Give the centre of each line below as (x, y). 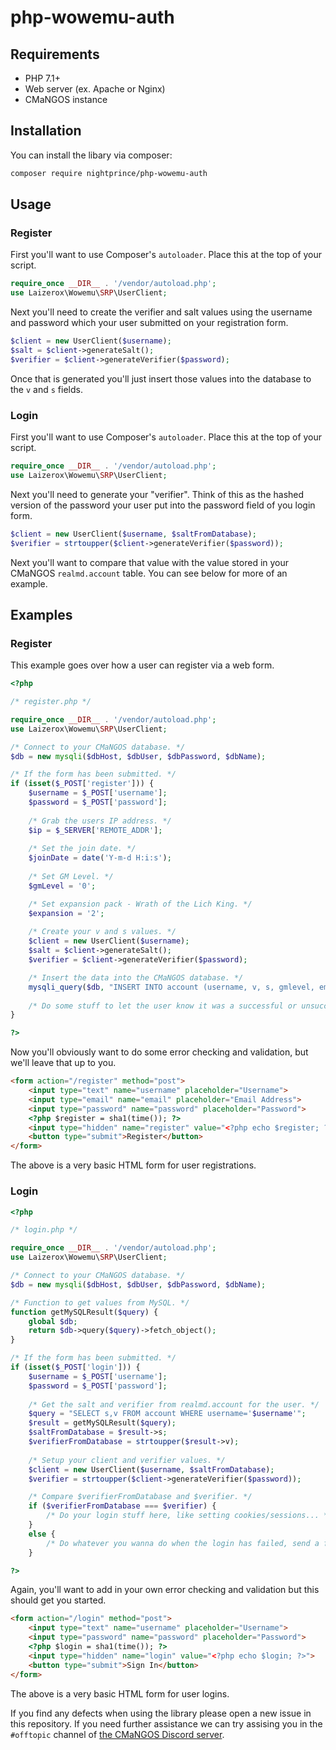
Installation (46, 131)
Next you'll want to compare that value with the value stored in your (150, 562)
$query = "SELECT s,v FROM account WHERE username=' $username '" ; (167, 1414)
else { (42, 1534)
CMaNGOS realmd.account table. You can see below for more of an (149, 573)
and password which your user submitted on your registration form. (149, 323)
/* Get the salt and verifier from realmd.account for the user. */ (174, 1404)
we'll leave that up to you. (63, 1063)
